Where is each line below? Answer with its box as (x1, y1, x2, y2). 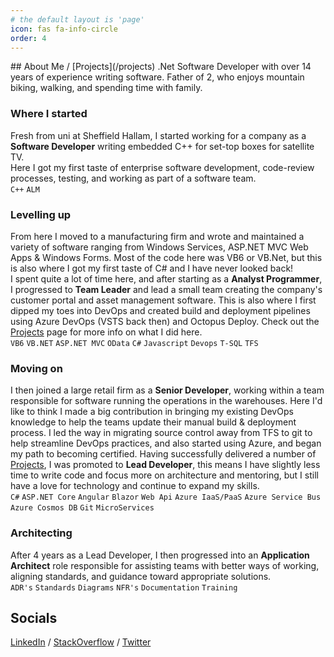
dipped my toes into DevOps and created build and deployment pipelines (10, 304, 311, 316)
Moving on (10, 361, 63, 375)
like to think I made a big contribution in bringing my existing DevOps (10, 406, 294, 418)
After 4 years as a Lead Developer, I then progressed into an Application (10, 549, 310, 561)
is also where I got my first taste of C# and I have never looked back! (10, 262, 294, 274)
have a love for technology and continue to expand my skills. (10, 480, 260, 492)
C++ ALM (10, 184, 40, 195)
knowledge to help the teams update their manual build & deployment (10, 416, 297, 428)
